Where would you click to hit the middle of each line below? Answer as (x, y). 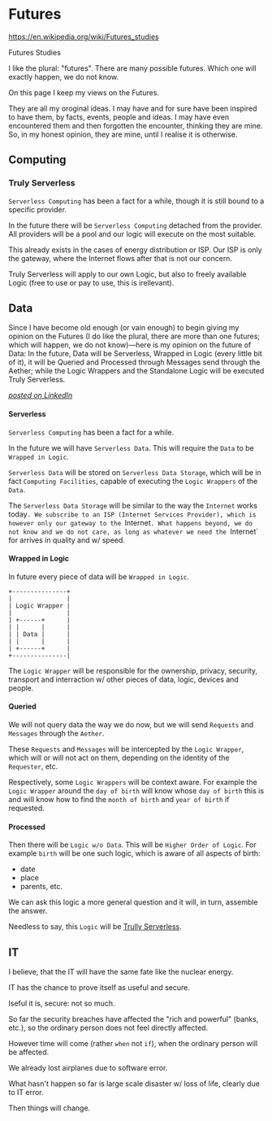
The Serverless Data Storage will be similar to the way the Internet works (133, 505)
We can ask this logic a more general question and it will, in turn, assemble (133, 902)
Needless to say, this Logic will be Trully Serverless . (95, 927)
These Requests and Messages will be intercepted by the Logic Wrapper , (126, 749)
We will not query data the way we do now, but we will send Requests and (131, 725)
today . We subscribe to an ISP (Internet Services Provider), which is (132, 514)
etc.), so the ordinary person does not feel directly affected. (108, 1028)
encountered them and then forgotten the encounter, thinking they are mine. (136, 125)
